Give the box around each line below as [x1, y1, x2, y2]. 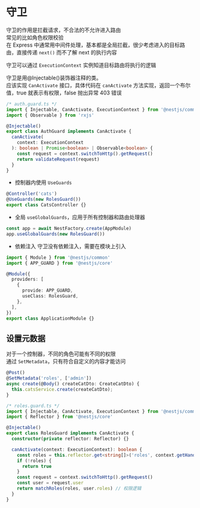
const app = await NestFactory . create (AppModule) [6, 225, 132, 232]
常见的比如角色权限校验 [6, 33, 64, 41]
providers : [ [11, 276, 44, 283]
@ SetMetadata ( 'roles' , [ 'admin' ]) [6, 375, 92, 381]
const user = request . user [17, 480, 84, 486]
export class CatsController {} [6, 202, 86, 208]
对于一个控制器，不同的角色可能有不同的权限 [6, 350, 116, 357]
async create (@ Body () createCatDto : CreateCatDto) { [6, 381, 140, 387]
